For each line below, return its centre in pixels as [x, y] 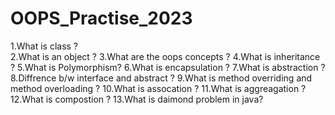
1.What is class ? [44, 46]
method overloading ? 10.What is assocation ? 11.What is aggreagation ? [158, 88]
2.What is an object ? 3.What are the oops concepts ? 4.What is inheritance [165, 56]
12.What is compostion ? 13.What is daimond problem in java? [137, 99]
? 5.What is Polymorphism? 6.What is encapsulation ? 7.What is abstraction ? [168, 67]
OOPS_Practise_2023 [101, 18]
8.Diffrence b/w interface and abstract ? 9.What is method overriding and [161, 78]
